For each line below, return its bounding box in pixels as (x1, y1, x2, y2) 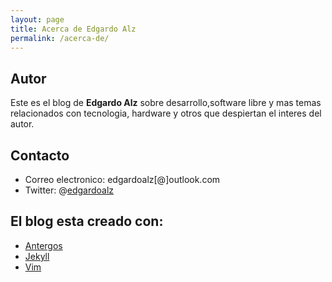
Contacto (10, 147, 70, 164)
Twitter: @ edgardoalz (24, 184, 115, 196)
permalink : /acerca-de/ (10, 33, 110, 43)
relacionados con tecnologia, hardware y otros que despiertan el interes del (10, 107, 322, 120)
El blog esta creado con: (10, 213, 164, 230)
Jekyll (24, 250, 50, 262)
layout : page (10, 14, 65, 25)
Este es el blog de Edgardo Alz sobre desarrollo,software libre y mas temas (10, 97, 322, 109)
